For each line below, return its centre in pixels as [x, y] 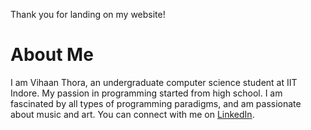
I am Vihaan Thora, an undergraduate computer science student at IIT [154, 82]
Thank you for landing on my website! [88, 14]
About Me [52, 55]
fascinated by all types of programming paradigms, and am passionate [156, 103]
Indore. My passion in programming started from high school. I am [146, 93]
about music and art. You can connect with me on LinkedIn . [132, 114]
